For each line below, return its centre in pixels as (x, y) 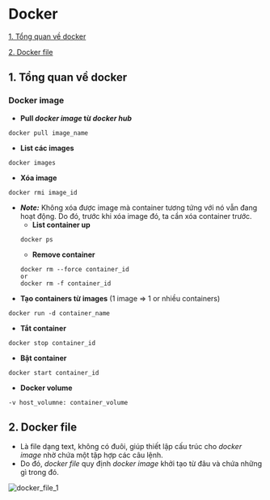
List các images (47, 148)
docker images (32, 162)
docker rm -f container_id (65, 284)
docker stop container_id (52, 343)
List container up (61, 225)
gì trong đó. (39, 473)
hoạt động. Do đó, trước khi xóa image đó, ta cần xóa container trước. (136, 216)
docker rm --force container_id (74, 269)
